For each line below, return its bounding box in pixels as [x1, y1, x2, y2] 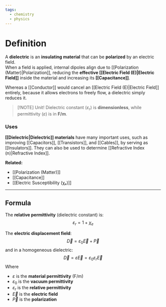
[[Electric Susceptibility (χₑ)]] [12, 180, 72, 186]
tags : [5, 7, 16, 12]
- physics [9, 16, 30, 21]
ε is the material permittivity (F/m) [12, 273, 84, 279]
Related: [5, 160, 23, 166]
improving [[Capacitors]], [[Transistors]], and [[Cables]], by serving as [5, 140, 148, 146]
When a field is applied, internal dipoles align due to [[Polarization [5, 65, 139, 71]
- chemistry [9, 12, 35, 17]
